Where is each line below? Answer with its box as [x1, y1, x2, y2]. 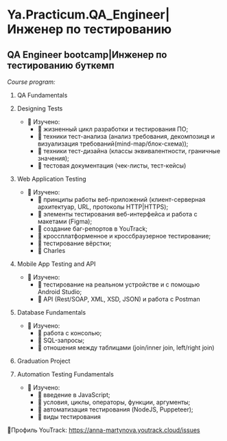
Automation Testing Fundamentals [16, 370, 115, 378]
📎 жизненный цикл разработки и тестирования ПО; [37, 125, 189, 133]
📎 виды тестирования [37, 413, 101, 420]
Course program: [7, 78, 56, 86]
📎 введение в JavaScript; [37, 391, 110, 398]
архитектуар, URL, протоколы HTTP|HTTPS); [37, 203, 169, 211]
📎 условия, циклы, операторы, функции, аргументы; [37, 398, 191, 406]
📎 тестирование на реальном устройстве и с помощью [37, 280, 200, 289]
